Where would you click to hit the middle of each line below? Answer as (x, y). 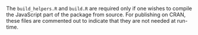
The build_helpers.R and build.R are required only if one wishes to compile (99, 8)
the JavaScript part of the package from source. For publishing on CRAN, (96, 15)
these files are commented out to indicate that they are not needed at (91, 21)
